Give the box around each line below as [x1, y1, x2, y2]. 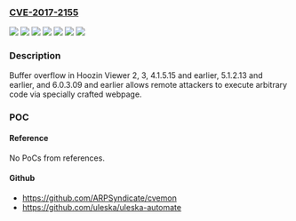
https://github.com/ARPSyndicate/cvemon [21, 193, 178, 203]
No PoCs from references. [9, 153, 105, 163]
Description [9, 50, 61, 62]
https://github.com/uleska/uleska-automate [21, 201, 182, 212]
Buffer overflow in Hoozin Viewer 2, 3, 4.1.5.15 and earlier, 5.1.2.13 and [9, 69, 263, 81]
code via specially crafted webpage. [9, 89, 142, 99]
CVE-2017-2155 [9, 6, 79, 19]
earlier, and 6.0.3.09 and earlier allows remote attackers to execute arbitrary [9, 79, 287, 90]
